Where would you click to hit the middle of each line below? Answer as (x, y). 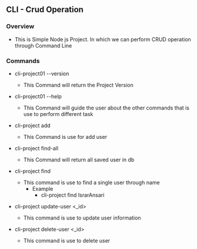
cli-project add (33, 125)
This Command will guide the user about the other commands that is (106, 108)
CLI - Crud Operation (45, 10)
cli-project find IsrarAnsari (73, 195)
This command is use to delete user (67, 240)
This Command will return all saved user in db (79, 160)
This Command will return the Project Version (78, 85)
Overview (20, 26)
